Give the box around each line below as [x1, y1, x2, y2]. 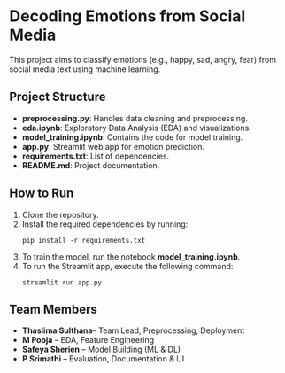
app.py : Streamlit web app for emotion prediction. [21, 141, 205, 152]
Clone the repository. [21, 209, 99, 220]
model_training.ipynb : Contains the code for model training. [21, 131, 243, 143]
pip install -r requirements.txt [21, 236, 146, 245]
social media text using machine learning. [9, 64, 161, 74]
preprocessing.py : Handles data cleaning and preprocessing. [21, 113, 248, 123]
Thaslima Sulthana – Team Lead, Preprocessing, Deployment [21, 325, 245, 336]
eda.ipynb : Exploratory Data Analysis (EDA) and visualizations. [21, 122, 252, 133]
